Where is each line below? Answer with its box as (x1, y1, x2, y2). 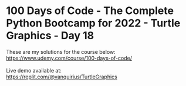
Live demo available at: (6, 67, 62, 74)
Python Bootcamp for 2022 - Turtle (6, 16, 181, 30)
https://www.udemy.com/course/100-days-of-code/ (6, 54, 133, 61)
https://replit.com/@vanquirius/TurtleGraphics (6, 73, 117, 80)
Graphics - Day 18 (6, 29, 94, 42)
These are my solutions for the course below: (6, 48, 116, 55)
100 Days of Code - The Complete (6, 4, 174, 18)
